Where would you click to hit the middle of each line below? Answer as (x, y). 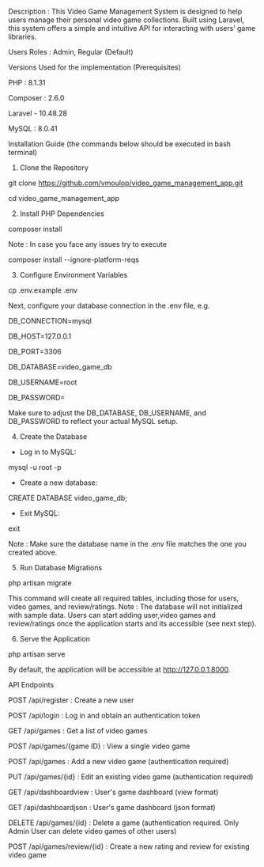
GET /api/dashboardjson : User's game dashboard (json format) (112, 807)
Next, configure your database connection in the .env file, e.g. (109, 305)
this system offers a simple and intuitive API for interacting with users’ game (132, 28)
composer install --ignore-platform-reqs (74, 259)
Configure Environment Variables (74, 275)
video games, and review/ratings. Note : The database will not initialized (125, 607)
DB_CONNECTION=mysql (50, 321)
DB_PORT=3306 (35, 352)
